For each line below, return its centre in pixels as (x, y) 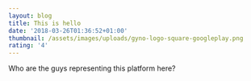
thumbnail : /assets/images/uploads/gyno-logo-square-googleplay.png (126, 38)
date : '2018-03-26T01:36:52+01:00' (68, 30)
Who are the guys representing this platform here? (92, 68)
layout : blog (30, 16)
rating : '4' (28, 46)
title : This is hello (45, 23)
